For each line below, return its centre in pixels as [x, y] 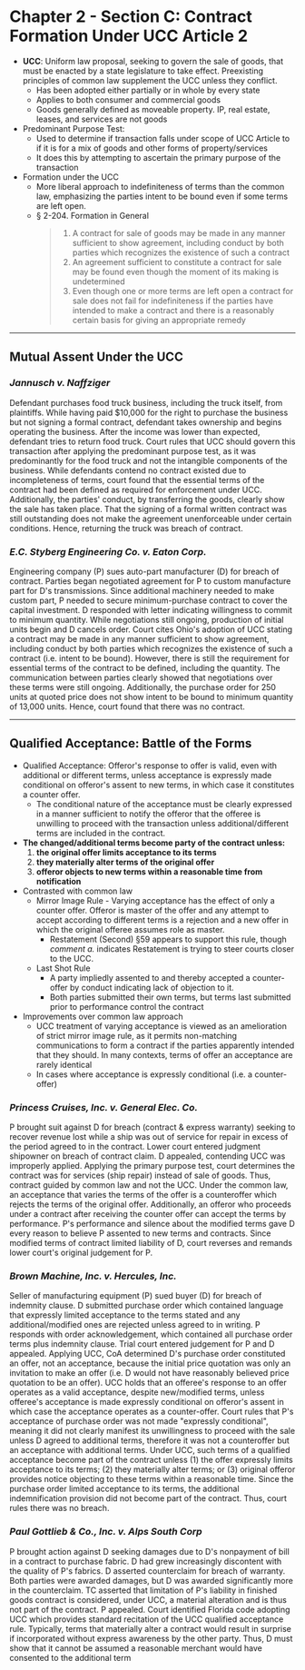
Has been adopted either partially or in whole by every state [148, 90]
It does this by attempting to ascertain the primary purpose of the [158, 157]
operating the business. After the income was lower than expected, [135, 431]
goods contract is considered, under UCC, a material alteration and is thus [148, 1599]
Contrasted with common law [78, 891]
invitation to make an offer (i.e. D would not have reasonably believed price [149, 1373]
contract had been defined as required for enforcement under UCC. [136, 489]
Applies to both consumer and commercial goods [128, 99]
